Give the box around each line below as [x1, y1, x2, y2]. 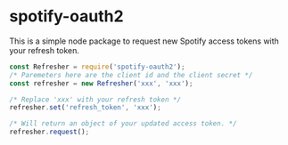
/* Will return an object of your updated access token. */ [9, 119, 238, 128]
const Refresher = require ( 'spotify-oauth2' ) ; [9, 62, 185, 71]
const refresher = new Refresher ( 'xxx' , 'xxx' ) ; [9, 78, 193, 88]
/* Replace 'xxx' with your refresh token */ [9, 95, 181, 104]
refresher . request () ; [9, 127, 90, 137]
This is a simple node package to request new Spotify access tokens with [9, 36, 279, 46]
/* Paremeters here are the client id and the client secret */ [9, 70, 253, 79]
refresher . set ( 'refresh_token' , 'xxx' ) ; [9, 103, 162, 112]
